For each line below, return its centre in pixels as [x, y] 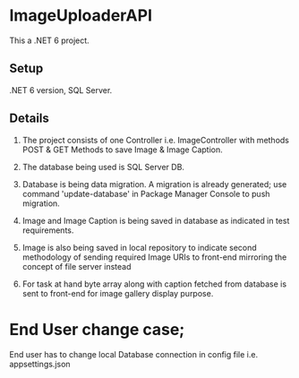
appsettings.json [40, 364]
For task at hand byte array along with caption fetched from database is [154, 284]
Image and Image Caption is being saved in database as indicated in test [156, 220]
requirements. [48, 230]
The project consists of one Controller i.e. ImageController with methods [155, 140]
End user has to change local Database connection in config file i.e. [133, 354]
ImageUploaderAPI [81, 16]
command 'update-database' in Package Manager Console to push [146, 193]
